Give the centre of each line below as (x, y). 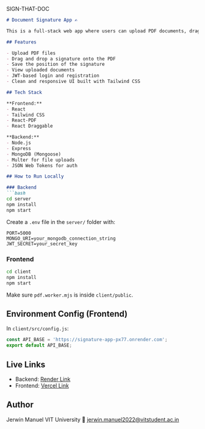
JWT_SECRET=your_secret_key (42, 243)
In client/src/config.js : (38, 328)
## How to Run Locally (35, 176)
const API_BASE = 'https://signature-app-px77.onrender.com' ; (87, 340)
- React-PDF (21, 121)
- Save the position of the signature (56, 64)
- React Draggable (30, 126)
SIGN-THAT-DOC (28, 9)
